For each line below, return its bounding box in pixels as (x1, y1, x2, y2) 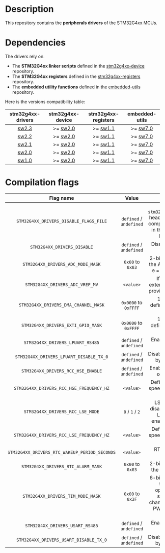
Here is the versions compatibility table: (5, 99, 85, 105)
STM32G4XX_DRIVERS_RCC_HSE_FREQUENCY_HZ (14, 385, 110, 391)
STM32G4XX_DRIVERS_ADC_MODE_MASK (23, 261, 101, 267)
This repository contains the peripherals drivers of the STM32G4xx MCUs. (5, 20, 158, 26)
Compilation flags (5, 177, 79, 188)
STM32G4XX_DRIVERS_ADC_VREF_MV (25, 282, 98, 287)
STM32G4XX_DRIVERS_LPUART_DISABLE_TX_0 (15, 354, 109, 360)
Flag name (49, 194, 75, 201)
